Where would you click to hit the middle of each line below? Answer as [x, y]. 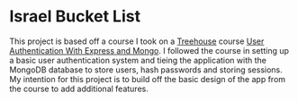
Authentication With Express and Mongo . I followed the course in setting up [149, 50]
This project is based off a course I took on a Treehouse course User [137, 41]
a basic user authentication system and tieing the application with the [138, 60]
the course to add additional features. [79, 88]
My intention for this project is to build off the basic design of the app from [148, 79]
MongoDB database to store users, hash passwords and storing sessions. [146, 70]
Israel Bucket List [75, 17]
